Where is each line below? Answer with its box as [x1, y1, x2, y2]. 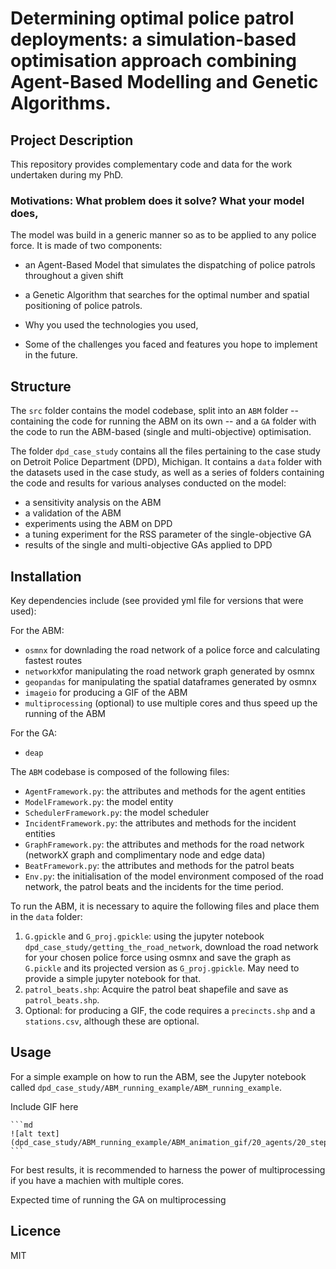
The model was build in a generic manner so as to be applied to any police [10, 229, 317, 241]
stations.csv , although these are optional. [24, 1015, 200, 1027]
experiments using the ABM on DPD [24, 518, 173, 530]
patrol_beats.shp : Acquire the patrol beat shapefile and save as [24, 983, 289, 995]
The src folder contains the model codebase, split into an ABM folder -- [10, 405, 299, 417]
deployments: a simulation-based [10, 28, 297, 51]
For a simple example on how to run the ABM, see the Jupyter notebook [10, 1070, 307, 1082]
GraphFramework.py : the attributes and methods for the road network [24, 838, 305, 850]
